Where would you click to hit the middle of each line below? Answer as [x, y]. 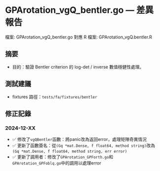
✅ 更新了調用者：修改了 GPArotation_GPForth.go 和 [63, 157]
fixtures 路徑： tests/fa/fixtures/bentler [55, 97]
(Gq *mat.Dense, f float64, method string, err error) [70, 152]
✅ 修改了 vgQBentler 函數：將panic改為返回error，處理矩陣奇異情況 [79, 139]
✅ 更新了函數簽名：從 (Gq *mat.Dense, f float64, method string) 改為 [84, 145]
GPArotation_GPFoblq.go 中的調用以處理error [57, 163]
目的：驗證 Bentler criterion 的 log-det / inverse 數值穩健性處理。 [78, 67]
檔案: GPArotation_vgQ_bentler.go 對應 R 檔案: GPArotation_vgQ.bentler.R [79, 37]
